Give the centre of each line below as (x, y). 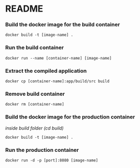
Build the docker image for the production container (70, 117)
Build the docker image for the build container (63, 25)
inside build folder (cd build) (35, 128)
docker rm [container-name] (35, 104)
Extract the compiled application (46, 71)
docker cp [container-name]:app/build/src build (57, 81)
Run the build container (35, 47)
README (24, 9)
